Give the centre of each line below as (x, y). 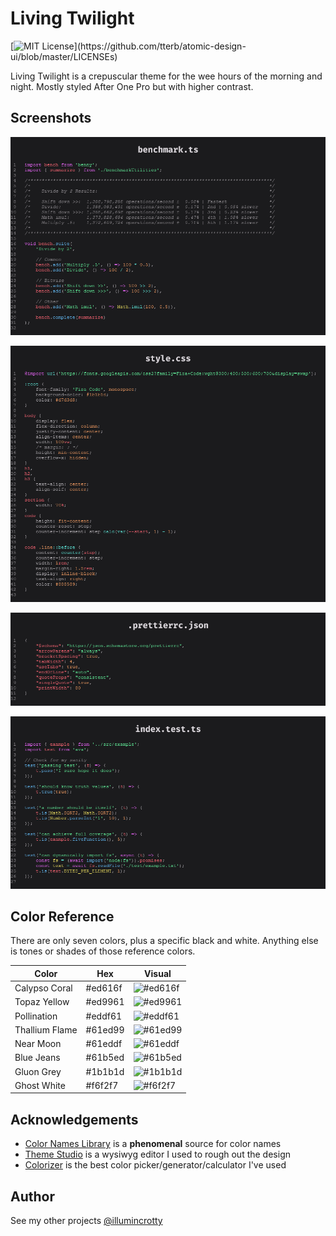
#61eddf (104, 1044)
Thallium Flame (46, 1029)
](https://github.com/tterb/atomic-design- (160, 46)
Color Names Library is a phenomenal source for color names (153, 1144)
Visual (158, 973)
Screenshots (51, 118)
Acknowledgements (74, 1119)
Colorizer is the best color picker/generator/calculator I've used (155, 1165)
